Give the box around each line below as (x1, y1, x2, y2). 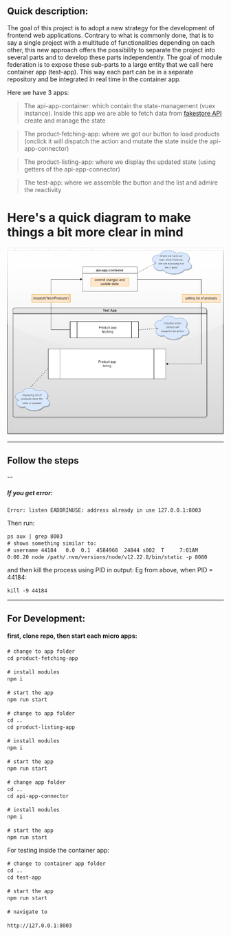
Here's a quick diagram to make (7, 210, 191, 225)
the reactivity (23, 185, 62, 194)
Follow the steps (7, 455, 79, 466)
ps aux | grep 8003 (7, 533, 63, 540)
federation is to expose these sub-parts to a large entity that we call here (7, 60, 214, 68)
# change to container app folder (7, 860, 107, 867)
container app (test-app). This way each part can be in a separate (7, 67, 194, 76)
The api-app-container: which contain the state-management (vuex (23, 101, 216, 110)
